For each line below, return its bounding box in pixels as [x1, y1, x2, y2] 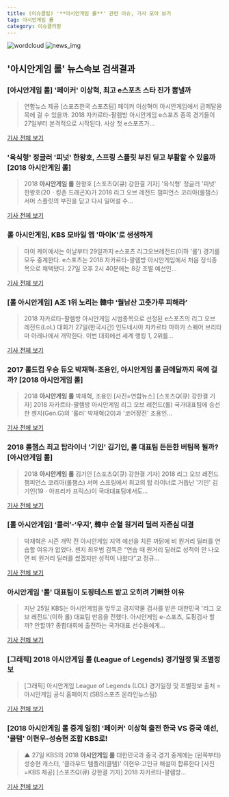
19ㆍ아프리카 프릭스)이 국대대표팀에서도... [37, 487, 148, 495]
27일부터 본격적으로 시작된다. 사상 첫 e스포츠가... [23, 119, 155, 127]
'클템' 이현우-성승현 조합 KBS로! [7, 734, 108, 744]
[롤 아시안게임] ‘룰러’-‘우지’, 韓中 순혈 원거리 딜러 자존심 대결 [7, 520, 194, 529]
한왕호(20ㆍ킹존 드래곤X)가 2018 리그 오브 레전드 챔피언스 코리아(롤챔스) [23, 188, 219, 197]
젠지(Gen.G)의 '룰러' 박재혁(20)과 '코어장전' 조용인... [31, 409, 172, 418]
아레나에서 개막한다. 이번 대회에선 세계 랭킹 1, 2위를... [31, 331, 174, 340]
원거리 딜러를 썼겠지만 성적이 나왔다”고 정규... [38, 554, 160, 562]
